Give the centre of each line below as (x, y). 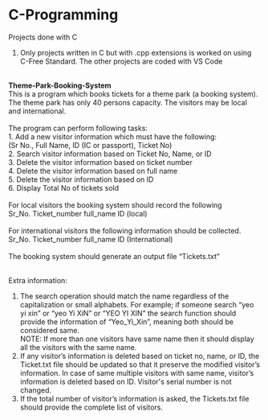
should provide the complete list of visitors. (91, 407)
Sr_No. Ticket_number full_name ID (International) (91, 239)
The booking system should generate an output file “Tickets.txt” (114, 256)
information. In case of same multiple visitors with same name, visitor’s (137, 373)
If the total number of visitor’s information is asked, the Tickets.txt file (134, 398)
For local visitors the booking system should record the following (115, 205)
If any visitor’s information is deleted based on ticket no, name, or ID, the (140, 356)
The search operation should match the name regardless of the (124, 296)
